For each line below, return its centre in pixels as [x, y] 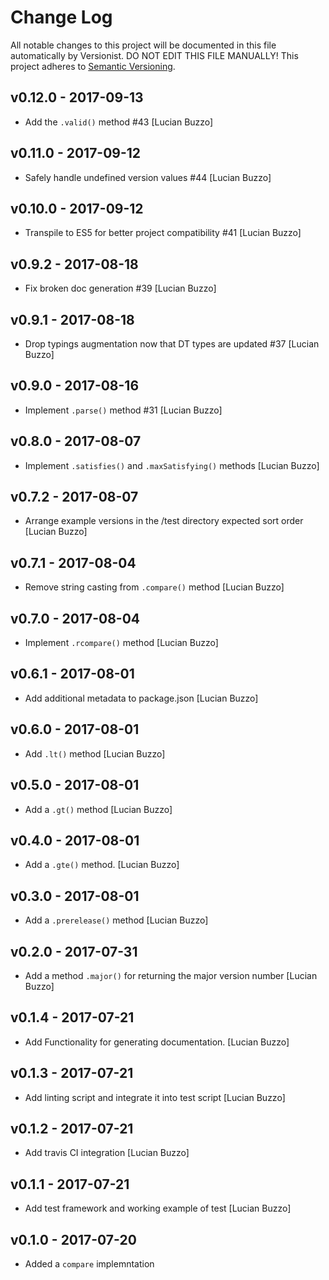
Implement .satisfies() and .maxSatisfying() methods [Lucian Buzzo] [172, 465]
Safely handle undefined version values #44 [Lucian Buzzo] [148, 177]
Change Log [61, 17]
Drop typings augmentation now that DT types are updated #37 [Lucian [172, 344]
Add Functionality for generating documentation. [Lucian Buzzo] [157, 1042]
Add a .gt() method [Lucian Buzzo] [98, 809]
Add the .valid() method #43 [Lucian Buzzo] [119, 122]
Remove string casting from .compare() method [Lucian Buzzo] [154, 587]
